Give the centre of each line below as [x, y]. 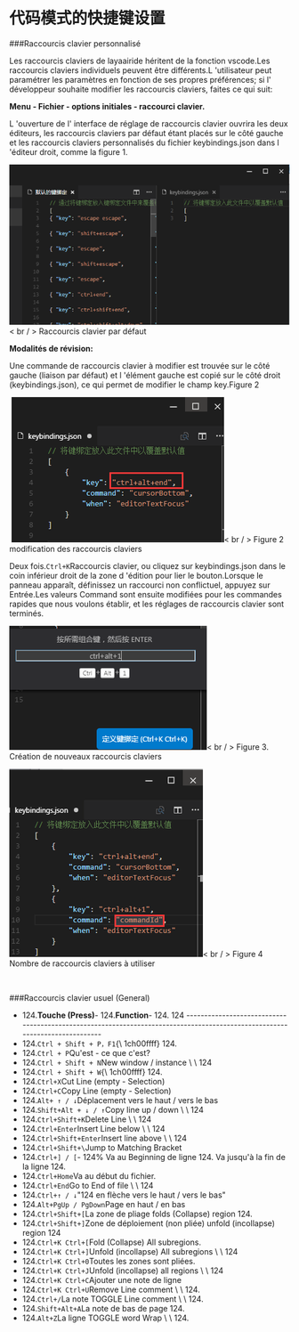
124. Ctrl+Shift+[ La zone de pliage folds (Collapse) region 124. [137, 1214]
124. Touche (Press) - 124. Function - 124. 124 [103, 1015]
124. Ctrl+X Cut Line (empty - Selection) [93, 1082]
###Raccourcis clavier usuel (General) [80, 998]
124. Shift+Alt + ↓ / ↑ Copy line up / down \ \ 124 [113, 1110]
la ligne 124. [44, 1166]
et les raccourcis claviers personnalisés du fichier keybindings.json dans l [144, 142]
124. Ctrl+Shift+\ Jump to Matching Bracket [102, 1148]
